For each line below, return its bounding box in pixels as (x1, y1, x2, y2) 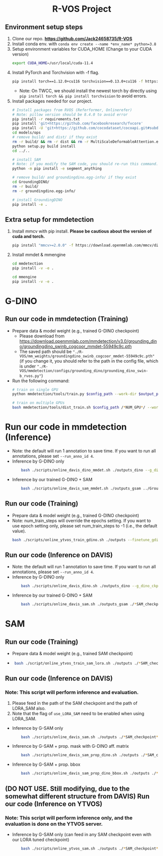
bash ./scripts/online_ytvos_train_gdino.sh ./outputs (12, 537, 126, 542)
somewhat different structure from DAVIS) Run (5, 792, 150, 800)
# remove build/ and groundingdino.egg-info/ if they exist (12, 175, 137, 180)
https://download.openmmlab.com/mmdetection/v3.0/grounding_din (19, 338, 157, 344)
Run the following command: (12, 378, 70, 384)
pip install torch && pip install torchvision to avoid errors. (19, 93, 147, 98)
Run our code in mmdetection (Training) (5, 315, 128, 323)
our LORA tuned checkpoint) (12, 837, 70, 842)
